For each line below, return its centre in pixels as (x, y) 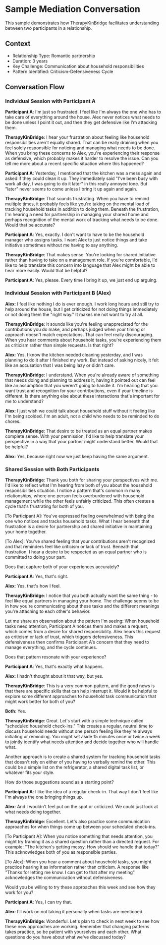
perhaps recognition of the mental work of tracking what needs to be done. (82, 220)
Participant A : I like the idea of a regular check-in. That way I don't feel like (82, 792)
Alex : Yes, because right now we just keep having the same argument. (77, 456)
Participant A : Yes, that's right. (37, 577)
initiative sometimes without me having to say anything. (62, 245)
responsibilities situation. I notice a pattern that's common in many (73, 491)
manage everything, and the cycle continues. (51, 648)
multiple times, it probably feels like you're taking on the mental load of (78, 204)
